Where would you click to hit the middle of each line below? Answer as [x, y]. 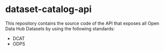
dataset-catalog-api [49, 9]
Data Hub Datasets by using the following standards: [60, 28]
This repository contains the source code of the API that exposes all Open [82, 23]
